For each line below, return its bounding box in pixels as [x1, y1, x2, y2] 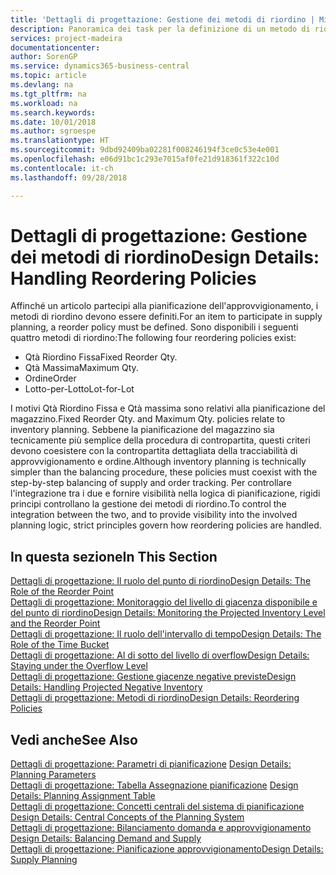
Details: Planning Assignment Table [10, 790, 156, 802]
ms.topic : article [10, 71, 87, 81]
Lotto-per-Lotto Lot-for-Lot [24, 383, 135, 395]
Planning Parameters [10, 769, 97, 781]
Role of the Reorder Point [10, 586, 115, 598]
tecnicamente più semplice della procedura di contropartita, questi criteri [10, 434, 311, 446]
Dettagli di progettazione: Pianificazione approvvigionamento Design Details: [10, 843, 324, 855]
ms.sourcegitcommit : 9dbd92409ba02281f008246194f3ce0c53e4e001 [10, 145, 280, 155]
